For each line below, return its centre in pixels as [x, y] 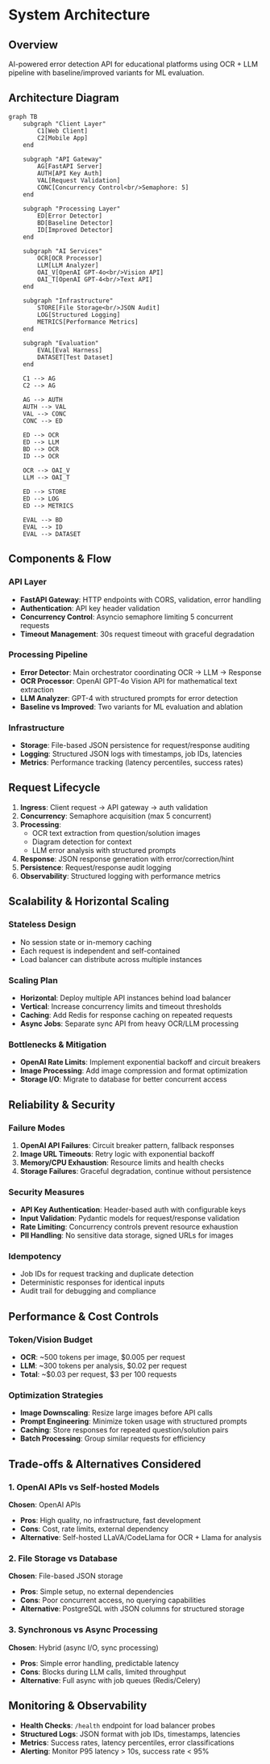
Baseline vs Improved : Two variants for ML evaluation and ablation [131, 707]
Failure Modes [37, 1128]
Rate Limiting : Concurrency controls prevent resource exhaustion [129, 1227]
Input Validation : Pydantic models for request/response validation [130, 1218]
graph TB [23, 116]
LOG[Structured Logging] [79, 314]
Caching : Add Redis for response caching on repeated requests [126, 1015]
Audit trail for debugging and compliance [88, 1291]
